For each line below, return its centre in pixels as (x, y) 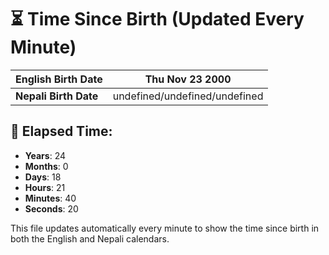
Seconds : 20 (51, 208)
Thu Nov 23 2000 (188, 79)
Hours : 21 (45, 187)
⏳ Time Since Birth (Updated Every (157, 19)
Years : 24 (45, 155)
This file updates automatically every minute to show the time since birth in (165, 228)
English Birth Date (59, 79)
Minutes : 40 (50, 198)
